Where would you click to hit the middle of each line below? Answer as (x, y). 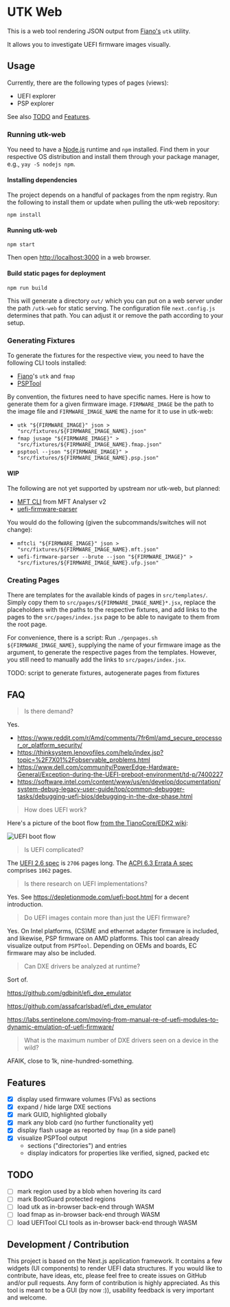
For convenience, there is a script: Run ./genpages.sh (82, 638)
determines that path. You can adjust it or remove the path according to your (115, 315)
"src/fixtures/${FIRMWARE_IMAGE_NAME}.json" (82, 431)
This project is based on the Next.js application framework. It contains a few (115, 1261)
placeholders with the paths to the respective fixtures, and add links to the (112, 610)
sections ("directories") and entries (77, 1146)
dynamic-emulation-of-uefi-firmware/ (61, 1027)
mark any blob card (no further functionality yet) (85, 1123)
